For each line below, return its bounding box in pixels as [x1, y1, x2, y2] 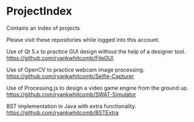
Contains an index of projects [6, 24, 80, 32]
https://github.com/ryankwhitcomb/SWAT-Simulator [6, 90, 137, 98]
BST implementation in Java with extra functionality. [6, 102, 137, 110]
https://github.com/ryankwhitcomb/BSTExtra [6, 109, 119, 116]
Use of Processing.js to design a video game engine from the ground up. [6, 84, 189, 92]
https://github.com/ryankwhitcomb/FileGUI [6, 54, 114, 61]
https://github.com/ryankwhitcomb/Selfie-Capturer [6, 72, 134, 80]
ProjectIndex [6, 4, 72, 18]
